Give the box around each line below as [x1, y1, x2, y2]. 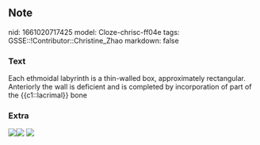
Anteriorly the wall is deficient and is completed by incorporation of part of [8, 82, 252, 92]
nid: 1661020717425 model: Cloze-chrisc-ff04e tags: [8, 27, 180, 36]
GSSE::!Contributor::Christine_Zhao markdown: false [8, 36, 180, 45]
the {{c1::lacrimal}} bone [8, 90, 87, 100]
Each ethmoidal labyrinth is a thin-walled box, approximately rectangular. [8, 74, 246, 83]
